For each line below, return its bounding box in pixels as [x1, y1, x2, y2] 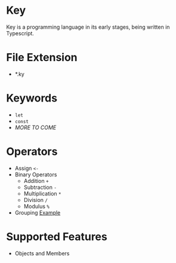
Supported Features [6, 230, 107, 243]
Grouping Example [14, 209, 61, 216]
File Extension [6, 51, 78, 65]
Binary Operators [14, 171, 57, 178]
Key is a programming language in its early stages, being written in [6, 23, 170, 30]
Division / [23, 196, 48, 203]
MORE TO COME [14, 124, 57, 131]
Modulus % [23, 203, 50, 210]
